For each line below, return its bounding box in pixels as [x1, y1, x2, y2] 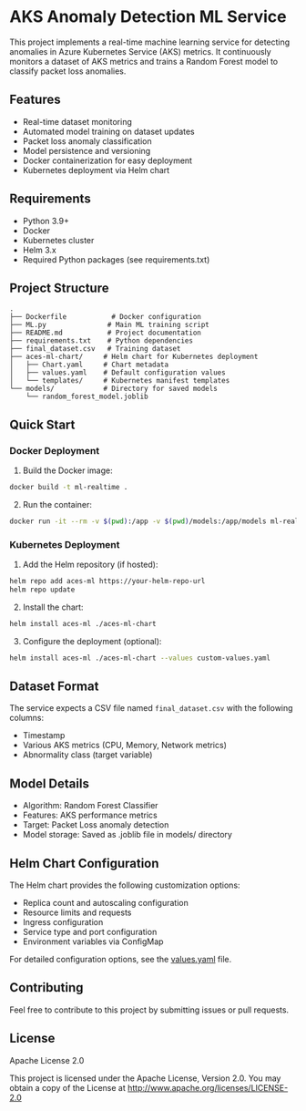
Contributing [9, 980, 84, 995]
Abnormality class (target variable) [22, 749, 153, 760]
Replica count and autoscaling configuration [22, 898, 189, 909]
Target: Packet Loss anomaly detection [22, 819, 169, 830]
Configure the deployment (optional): [22, 635, 162, 646]
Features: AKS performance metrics [22, 809, 158, 821]
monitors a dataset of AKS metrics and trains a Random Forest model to [9, 56, 279, 67]
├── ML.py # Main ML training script [9, 321, 209, 330]
